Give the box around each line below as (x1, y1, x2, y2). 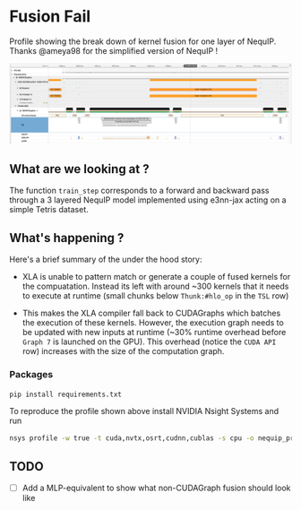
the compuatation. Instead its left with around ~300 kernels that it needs (21, 281, 289, 292)
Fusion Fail (9, 6, 91, 27)
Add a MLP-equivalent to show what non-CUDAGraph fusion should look (21, 482, 291, 494)
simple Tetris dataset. (9, 204, 90, 215)
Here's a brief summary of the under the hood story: (9, 254, 203, 265)
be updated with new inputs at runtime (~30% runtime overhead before (21, 327, 287, 338)
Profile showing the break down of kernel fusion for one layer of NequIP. (9, 36, 277, 47)
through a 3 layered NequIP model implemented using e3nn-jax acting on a (9, 194, 287, 205)
